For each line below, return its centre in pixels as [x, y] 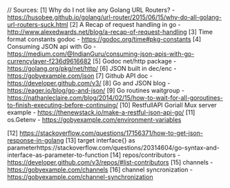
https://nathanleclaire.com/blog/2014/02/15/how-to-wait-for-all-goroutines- [115, 98]
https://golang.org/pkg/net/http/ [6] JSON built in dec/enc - [92, 69]
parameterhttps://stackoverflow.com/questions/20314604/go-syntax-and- [113, 148]
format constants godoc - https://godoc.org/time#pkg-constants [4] [104, 39]
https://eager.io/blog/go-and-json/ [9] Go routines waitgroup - [96, 90]
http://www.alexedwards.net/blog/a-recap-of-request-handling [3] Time [110, 32]
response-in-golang [36, 140]
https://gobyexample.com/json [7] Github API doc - [80, 76]
